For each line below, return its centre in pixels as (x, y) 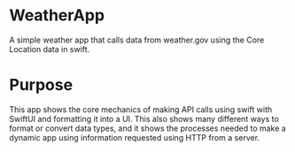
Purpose (41, 85)
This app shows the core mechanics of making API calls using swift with (141, 109)
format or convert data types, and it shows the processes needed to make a (147, 128)
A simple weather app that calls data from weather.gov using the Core (137, 40)
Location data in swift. (50, 49)
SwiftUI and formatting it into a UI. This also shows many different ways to (144, 118)
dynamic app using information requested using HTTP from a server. (134, 137)
